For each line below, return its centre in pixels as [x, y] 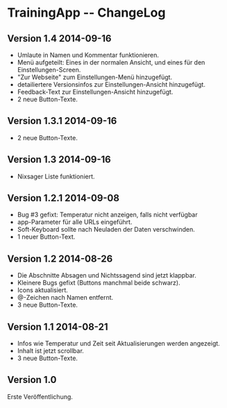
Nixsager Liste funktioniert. [56, 176]
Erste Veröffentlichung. [40, 396]
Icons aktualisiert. [42, 290]
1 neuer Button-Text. [46, 237]
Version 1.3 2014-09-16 [59, 160]
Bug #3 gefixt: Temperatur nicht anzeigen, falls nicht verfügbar [107, 215]
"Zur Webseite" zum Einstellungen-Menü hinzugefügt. [94, 77]
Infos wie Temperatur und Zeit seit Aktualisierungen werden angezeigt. [118, 343]
